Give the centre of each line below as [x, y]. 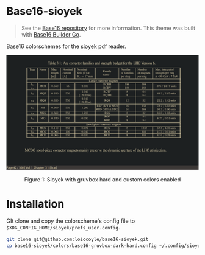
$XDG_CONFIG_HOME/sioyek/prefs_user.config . [63, 228]
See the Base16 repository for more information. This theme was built [108, 28]
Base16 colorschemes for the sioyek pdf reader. [66, 46]
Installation [35, 204]
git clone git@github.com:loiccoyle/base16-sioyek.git [77, 239]
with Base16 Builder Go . [51, 34]
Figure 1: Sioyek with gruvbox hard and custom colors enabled [103, 180]
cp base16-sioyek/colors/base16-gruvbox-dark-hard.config [81, 246]
